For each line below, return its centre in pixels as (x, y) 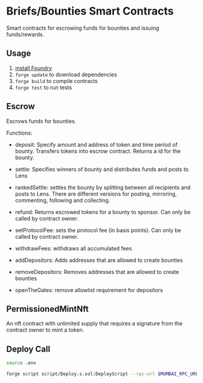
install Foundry (34, 68)
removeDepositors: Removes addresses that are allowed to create (97, 271)
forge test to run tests (43, 87)
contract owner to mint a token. (45, 330)
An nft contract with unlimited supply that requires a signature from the (95, 324)
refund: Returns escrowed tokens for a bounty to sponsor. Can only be (103, 212)
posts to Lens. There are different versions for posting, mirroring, (96, 194)
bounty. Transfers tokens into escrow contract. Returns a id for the (98, 151)
